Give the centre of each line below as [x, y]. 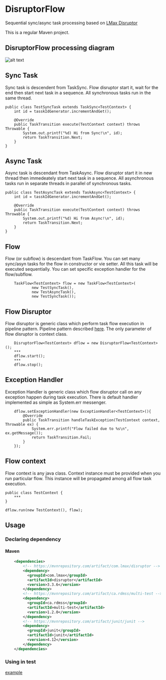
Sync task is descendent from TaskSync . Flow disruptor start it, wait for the [82, 87]
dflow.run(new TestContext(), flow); [44, 510]
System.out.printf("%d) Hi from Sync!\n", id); [73, 133]
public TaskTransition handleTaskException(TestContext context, [92, 420]
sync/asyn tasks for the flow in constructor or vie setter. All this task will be [82, 264]
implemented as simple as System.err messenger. [56, 402]
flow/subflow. [19, 274]
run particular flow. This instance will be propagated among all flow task [78, 478]
